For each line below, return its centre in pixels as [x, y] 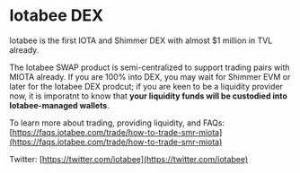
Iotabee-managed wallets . [59, 105]
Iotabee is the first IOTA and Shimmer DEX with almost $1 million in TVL [141, 40]
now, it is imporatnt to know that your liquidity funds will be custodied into [148, 96]
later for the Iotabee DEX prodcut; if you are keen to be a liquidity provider [146, 86]
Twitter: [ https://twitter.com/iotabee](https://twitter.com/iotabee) [129, 159]
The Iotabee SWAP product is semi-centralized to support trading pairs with [150, 67]
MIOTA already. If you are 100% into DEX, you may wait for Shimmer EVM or [150, 76]
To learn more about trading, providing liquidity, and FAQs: [117, 123]
